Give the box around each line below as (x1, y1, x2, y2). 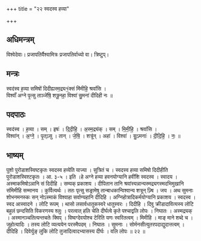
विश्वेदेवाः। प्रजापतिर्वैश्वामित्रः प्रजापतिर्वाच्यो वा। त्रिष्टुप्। (6, 51, 110, 58)
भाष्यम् (6, 150, 24, 160)
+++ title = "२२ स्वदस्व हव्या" (6, 5, 70, 12)
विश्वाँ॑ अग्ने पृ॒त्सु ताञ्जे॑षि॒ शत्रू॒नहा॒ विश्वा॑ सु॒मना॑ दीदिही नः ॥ (6, 91, 113, 99)
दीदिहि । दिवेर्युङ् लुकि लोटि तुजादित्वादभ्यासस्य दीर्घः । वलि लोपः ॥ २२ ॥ (6, 228, 145, 235)
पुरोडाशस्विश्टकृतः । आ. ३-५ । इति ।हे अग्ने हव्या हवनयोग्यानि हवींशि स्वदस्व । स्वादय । (6, 173, 178, 180)
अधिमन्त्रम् (6, 35, 35, 45)
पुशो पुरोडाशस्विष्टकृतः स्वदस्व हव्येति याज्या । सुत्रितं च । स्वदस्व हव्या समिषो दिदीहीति (6, 167, 168, 174)
